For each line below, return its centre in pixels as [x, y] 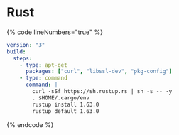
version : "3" [26, 45]
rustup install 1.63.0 [66, 104]
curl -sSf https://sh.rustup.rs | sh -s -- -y [102, 92]
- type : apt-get [44, 65]
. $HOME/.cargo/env [61, 98]
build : [16, 52]
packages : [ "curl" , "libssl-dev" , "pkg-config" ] [99, 72]
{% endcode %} [30, 124]
